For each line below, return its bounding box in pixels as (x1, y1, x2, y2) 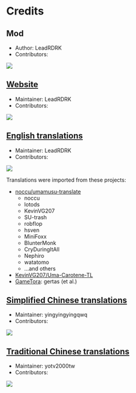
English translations (6, 131, 83, 141)
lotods (24, 200, 40, 208)
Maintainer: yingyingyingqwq (15, 311, 88, 318)
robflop (24, 220, 43, 227)
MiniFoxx (24, 232, 47, 240)
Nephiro (24, 252, 44, 259)
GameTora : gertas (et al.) (15, 278, 77, 285)
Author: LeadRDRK (15, 44, 62, 51)
